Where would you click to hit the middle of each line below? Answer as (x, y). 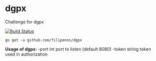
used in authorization (26, 54)
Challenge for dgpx (25, 22)
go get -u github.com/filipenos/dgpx (44, 40)
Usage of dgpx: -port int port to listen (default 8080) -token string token (78, 49)
